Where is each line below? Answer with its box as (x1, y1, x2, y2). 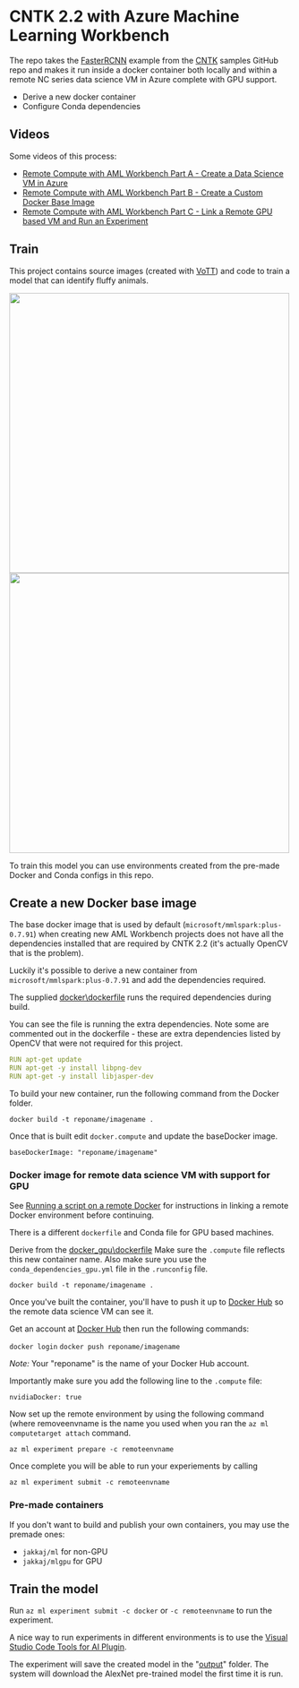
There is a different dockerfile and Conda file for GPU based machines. (9, 1227, 275, 1238)
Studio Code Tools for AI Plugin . (9, 1641, 127, 1652)
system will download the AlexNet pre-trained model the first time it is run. (9, 1668, 284, 1679)
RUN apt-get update (9, 1055, 82, 1064)
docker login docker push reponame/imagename (9, 1342, 181, 1352)
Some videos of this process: (9, 151, 117, 161)
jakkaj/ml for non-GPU (21, 1546, 108, 1556)
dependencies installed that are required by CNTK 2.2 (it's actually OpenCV (9, 938, 288, 949)
